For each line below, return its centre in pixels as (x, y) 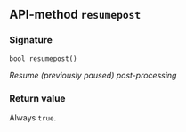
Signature (31, 40)
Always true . (33, 117)
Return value (37, 98)
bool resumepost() (43, 58)
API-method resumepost (75, 15)
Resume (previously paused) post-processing (93, 75)
